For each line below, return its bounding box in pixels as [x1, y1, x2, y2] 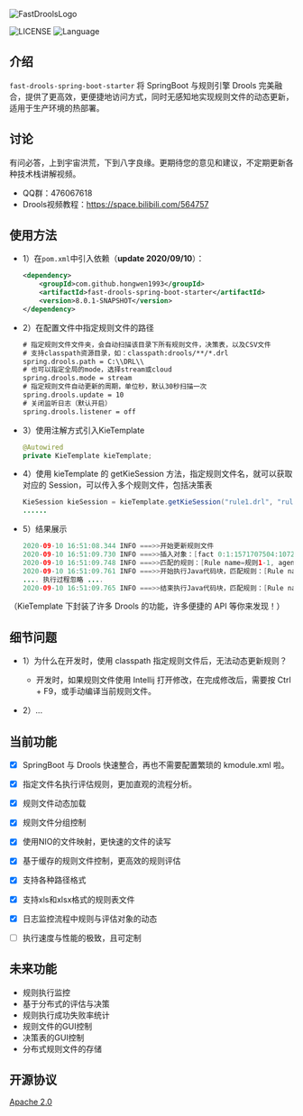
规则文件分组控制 [22, 817, 87, 828]
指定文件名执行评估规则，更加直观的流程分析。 [22, 779, 197, 790]
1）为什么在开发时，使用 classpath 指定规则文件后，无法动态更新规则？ [22, 655, 288, 666]
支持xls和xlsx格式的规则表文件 [22, 893, 135, 905]
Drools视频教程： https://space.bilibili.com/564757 [22, 198, 209, 209]
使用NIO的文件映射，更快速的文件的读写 [22, 837, 171, 847]
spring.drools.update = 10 [22, 390, 124, 400]
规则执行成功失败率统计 [22, 1010, 110, 1020]
